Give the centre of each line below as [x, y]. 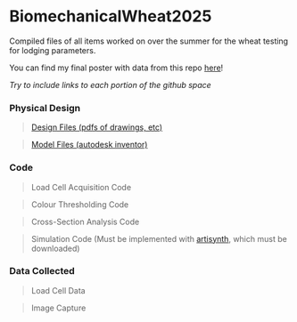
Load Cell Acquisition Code [81, 187]
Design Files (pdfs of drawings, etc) [97, 127]
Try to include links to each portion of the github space [110, 85]
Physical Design [45, 108]
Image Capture [58, 308]
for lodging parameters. [53, 50]
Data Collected [42, 271]
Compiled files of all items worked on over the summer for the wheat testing [148, 41]
